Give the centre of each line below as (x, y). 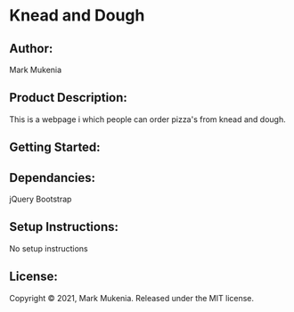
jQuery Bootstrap (41, 199)
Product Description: (68, 98)
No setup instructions (49, 248)
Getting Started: (55, 148)
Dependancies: (53, 178)
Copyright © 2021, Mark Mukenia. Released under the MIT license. (132, 298)
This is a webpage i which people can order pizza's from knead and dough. (148, 119)
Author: (31, 49)
